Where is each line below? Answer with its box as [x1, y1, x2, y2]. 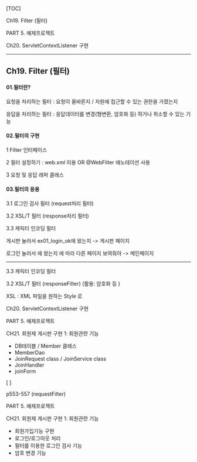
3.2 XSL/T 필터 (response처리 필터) [6, 212, 89, 219]
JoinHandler [14, 362, 45, 368]
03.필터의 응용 [6, 186, 40, 193]
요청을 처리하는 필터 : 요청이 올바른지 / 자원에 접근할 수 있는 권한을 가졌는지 [6, 98, 178, 105]
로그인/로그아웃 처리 [14, 435, 61, 441]
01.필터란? [6, 83, 31, 90]
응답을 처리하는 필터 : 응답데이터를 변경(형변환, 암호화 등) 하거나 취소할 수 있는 [6, 110, 185, 117]
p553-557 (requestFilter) [6, 390, 66, 398]
